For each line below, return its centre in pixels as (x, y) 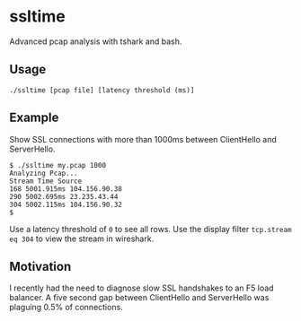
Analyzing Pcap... (44, 173)
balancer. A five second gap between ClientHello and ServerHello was (139, 298)
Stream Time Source (46, 181)
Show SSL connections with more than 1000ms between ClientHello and (143, 139)
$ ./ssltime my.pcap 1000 (58, 165)
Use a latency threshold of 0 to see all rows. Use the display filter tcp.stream (150, 229)
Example (34, 118)
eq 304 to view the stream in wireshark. (82, 239)
